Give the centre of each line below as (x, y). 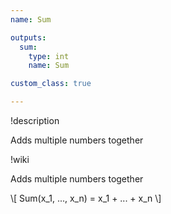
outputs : (28, 37)
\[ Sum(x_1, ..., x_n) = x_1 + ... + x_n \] (86, 198)
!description (35, 120)
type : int (49, 56)
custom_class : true (51, 84)
